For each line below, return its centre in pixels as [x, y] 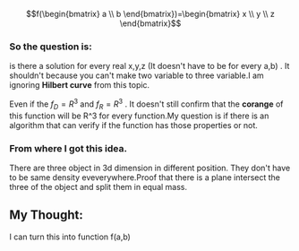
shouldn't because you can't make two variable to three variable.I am [137, 75]
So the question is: [51, 47]
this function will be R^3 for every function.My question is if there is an [139, 116]
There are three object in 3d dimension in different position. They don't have [150, 168]
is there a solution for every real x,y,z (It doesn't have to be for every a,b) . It [149, 66]
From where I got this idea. [68, 148]
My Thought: [46, 215]
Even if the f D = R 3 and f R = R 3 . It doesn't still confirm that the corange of [146, 104]
